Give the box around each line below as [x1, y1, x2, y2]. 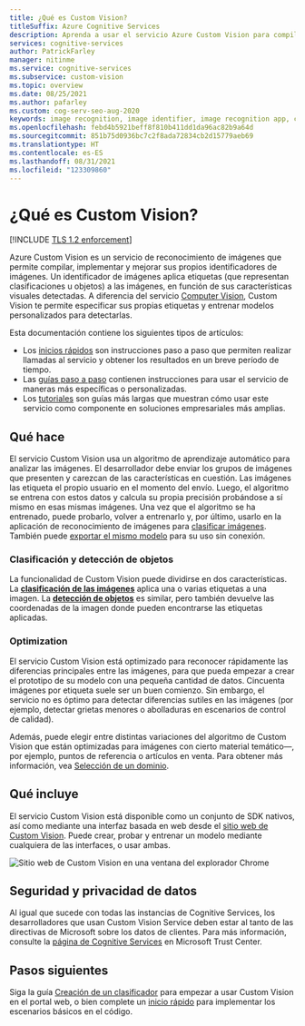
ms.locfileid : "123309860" [9, 165, 112, 174]
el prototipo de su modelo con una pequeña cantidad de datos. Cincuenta [9, 675, 285, 686]
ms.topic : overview [9, 81, 84, 90]
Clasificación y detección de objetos [9, 553, 174, 566]
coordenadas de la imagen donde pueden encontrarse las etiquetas [9, 603, 263, 614]
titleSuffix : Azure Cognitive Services [9, 22, 161, 31]
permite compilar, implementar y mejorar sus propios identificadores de [9, 261, 278, 272]
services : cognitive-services [9, 38, 124, 48]
